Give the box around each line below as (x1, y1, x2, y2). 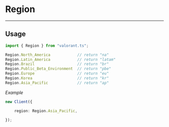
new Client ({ (5, 99, 33, 104)
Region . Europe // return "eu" (5, 71, 109, 76)
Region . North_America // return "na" (5, 52, 109, 57)
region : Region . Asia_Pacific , (14, 108, 78, 113)
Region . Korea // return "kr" (5, 76, 109, 81)
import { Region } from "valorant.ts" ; (5, 43, 89, 48)
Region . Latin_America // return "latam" (5, 57, 116, 62)
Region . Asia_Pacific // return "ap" (5, 80, 109, 85)
